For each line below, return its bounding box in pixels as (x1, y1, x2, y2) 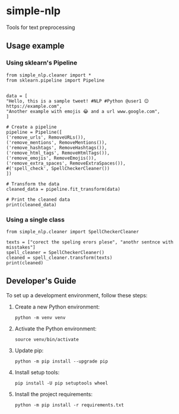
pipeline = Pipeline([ (6, 129, 62, 135)
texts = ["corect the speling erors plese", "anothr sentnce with (6, 239, 174, 245)
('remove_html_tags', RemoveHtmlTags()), (6, 150, 110, 156)
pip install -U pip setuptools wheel (14, 380, 108, 386)
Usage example (6, 41, 65, 51)
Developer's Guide (6, 276, 76, 286)
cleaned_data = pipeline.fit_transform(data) (6, 186, 120, 192)
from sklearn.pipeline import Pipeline (6, 77, 105, 84)
